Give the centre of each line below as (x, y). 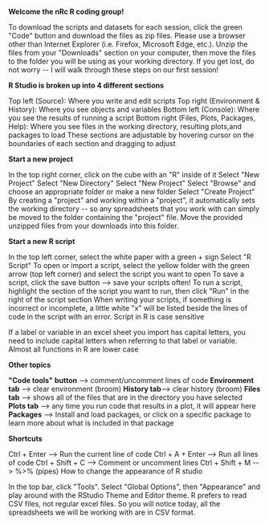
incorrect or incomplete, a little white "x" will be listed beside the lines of (128, 308)
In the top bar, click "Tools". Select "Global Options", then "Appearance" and (134, 486)
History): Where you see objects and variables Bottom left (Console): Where (134, 109)
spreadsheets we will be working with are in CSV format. (102, 512)
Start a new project (41, 159)
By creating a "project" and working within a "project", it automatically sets (132, 200)
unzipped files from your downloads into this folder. (94, 226)
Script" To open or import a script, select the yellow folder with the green (129, 265)
